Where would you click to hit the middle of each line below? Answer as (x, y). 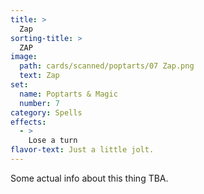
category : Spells (46, 112)
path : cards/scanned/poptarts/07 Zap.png (107, 66)
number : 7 (39, 103)
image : (24, 57)
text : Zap (39, 76)
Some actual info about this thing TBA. (89, 178)
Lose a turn (53, 141)
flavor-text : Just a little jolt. (82, 150)
